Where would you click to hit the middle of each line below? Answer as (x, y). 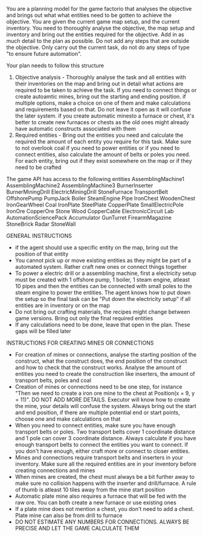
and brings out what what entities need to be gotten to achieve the (89, 15)
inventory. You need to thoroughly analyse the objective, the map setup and (101, 28)
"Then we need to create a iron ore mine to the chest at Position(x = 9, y (105, 393)
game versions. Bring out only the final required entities (84, 318)
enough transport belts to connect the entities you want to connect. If (101, 445)
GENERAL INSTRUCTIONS (39, 236)
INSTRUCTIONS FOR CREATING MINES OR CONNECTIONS (80, 343)
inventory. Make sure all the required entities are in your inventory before (105, 464)
